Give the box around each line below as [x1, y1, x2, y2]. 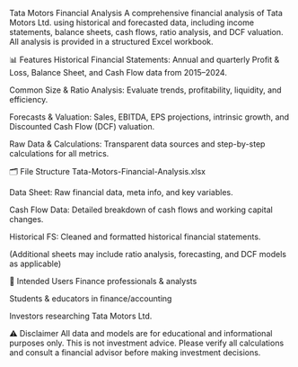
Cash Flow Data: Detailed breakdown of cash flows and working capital [9, 204, 274, 215]
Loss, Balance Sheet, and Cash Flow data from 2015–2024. [9, 67, 227, 77]
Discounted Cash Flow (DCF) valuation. [9, 121, 155, 131]
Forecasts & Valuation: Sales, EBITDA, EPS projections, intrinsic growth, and [9, 112, 290, 122]
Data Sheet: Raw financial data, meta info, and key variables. [9, 187, 233, 197]
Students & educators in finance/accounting [9, 293, 172, 304]
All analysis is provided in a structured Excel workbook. [9, 36, 214, 47]
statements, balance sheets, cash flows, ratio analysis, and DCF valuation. [9, 27, 285, 37]
